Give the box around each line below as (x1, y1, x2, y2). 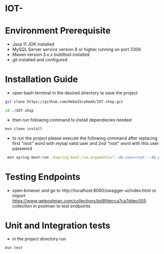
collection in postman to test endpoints (12, 203, 91, 209)
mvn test (5, 245, 23, 251)
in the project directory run (12, 236, 66, 242)
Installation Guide (5, 74, 78, 85)
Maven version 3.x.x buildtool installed (12, 52, 90, 57)
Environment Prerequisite (5, 25, 111, 36)
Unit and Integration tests (5, 220, 111, 231)
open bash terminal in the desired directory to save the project (12, 90, 138, 96)
